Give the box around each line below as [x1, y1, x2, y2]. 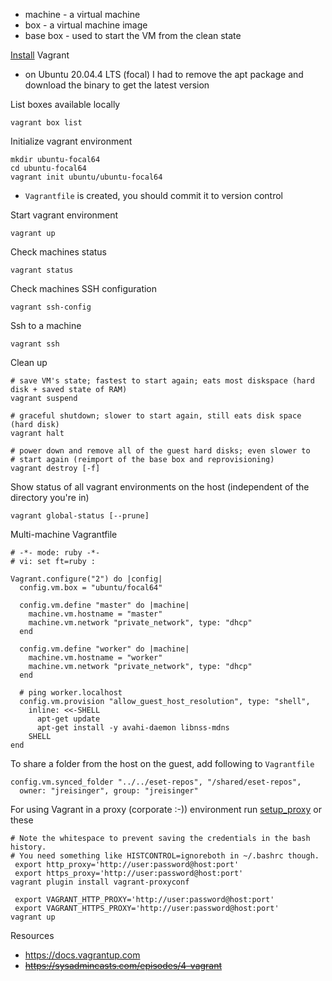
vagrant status [10, 265, 74, 275]
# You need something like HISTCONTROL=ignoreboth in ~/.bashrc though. [10, 851, 320, 861]
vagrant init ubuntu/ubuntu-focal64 [10, 172, 163, 182]
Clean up [10, 357, 48, 368]
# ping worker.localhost [19, 688, 123, 698]
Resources [10, 930, 55, 941]
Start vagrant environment [10, 209, 119, 221]
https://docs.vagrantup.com [24, 949, 141, 961]
